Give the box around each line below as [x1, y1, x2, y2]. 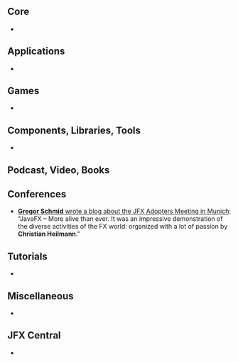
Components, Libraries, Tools [7, 124, 141, 136]
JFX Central [7, 329, 62, 341]
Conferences [7, 188, 67, 200]
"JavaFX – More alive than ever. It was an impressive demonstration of [17, 214, 223, 223]
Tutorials [7, 250, 48, 262]
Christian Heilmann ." [17, 229, 80, 238]
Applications [7, 46, 65, 58]
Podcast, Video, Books [7, 164, 110, 176]
